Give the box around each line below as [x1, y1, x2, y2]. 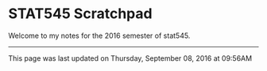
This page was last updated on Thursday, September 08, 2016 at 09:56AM [8, 53, 253, 63]
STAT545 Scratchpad [8, 5, 153, 23]
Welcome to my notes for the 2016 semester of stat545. [8, 31, 191, 40]
